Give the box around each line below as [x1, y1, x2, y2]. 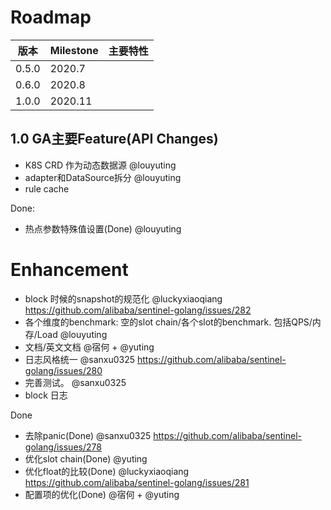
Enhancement [10, 258, 129, 281]
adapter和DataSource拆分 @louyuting [24, 171, 182, 183]
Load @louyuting [36, 328, 108, 340]
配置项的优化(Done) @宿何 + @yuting [24, 488, 180, 500]
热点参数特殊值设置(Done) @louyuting [24, 222, 182, 235]
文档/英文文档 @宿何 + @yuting [24, 341, 155, 353]
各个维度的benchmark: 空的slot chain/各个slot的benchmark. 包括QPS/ [24, 316, 313, 328]
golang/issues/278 [24, 441, 102, 453]
